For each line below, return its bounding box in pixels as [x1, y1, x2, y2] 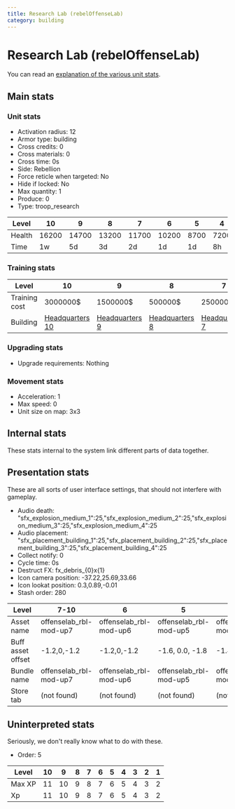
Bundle [10, 666, 34, 676]
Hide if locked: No [17, 180, 70, 188]
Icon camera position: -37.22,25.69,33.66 [17, 573, 137, 582]
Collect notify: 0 [17, 551, 64, 559]
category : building [7, 17, 64, 24]
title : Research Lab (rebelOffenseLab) [7, 10, 124, 18]
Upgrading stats [7, 343, 64, 353]
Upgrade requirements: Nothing [17, 359, 110, 367]
